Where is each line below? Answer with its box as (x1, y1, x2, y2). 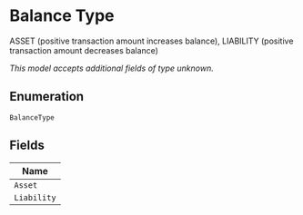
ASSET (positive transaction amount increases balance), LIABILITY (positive (9, 35, 294, 46)
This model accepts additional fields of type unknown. (9, 63, 214, 73)
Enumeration (9, 89, 85, 104)
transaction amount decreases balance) (9, 44, 159, 55)
